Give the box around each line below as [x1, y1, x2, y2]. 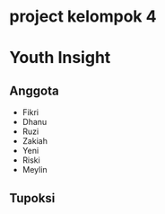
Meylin [22, 165, 48, 175]
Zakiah [22, 136, 48, 147]
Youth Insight [9, 48, 111, 68]
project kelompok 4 [9, 6, 157, 27]
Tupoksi [9, 191, 56, 206]
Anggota [9, 83, 60, 98]
